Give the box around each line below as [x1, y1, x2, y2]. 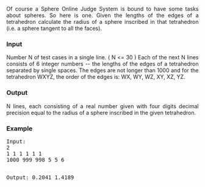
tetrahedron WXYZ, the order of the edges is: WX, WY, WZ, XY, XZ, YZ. [6, 73, 185, 81]
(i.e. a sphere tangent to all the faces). [6, 24, 103, 32]
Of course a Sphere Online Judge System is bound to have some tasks [6, 5, 199, 12]
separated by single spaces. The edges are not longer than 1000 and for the [6, 67, 199, 74]
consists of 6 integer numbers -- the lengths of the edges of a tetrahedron [6, 61, 199, 68]
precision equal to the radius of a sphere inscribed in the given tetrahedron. [6, 109, 196, 116]
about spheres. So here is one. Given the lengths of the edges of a [6, 12, 199, 19]
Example [6, 124, 33, 133]
